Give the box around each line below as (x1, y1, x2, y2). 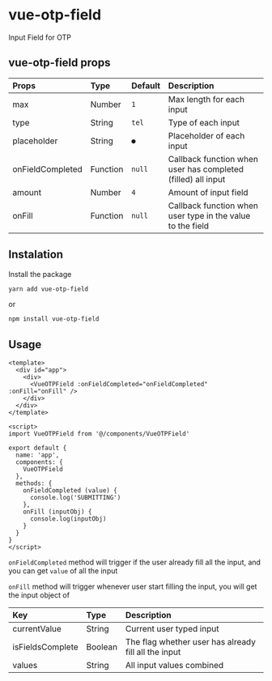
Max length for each (168, 93, 245, 104)
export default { (8, 444, 67, 453)
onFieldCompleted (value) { (23, 487, 117, 495)
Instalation (8, 248, 63, 262)
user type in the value (168, 210, 251, 221)
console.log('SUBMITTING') (29, 494, 121, 502)
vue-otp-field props (8, 56, 111, 70)
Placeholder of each (168, 130, 245, 141)
